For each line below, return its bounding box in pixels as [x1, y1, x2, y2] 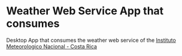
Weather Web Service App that [6, 4, 164, 18]
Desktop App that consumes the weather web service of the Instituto [6, 36, 177, 43]
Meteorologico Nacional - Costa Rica [6, 43, 98, 50]
